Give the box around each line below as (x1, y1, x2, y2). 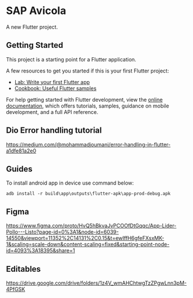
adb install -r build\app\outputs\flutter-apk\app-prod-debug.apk (6, 191, 171, 197)
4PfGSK (6, 286, 26, 293)
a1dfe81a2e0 (6, 147, 37, 154)
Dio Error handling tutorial (6, 126, 102, 136)
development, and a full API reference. (6, 108, 99, 115)
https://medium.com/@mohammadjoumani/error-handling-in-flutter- (6, 141, 171, 148)
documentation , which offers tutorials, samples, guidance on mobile (6, 102, 169, 109)
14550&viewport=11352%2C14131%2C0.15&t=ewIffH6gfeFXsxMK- (6, 235, 164, 242)
